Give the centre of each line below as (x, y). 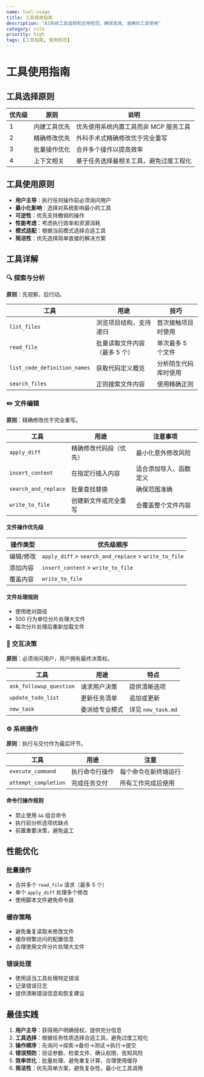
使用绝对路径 (31, 612)
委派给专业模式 (102, 709)
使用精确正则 (175, 384)
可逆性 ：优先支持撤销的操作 (50, 215)
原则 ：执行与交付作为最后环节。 (46, 743)
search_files (28, 384)
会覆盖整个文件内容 (163, 505)
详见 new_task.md (153, 709)
